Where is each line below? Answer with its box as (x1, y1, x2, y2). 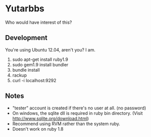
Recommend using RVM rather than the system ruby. (12, 121, 120, 127)
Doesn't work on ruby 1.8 (12, 126, 63, 132)
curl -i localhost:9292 (12, 77, 56, 83)
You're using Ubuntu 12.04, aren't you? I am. (5, 46, 96, 52)
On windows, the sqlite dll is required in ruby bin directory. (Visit (12, 110, 143, 116)
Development (5, 34, 48, 42)
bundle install (12, 67, 40, 73)
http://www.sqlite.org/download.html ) (12, 115, 89, 121)
